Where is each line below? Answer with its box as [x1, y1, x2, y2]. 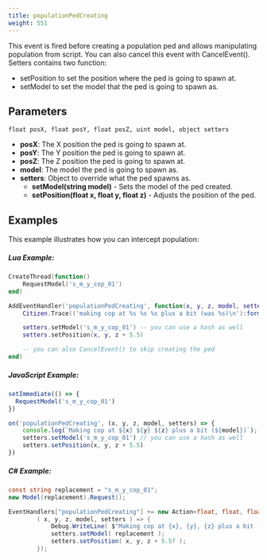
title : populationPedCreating [8, 11, 109, 20]
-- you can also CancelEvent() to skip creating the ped [22, 345, 215, 354]
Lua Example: [8, 252, 55, 262]
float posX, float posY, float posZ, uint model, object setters [8, 126, 229, 134]
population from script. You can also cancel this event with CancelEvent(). [8, 49, 250, 59]
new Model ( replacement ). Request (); [8, 493, 126, 501]
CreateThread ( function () [8, 273, 91, 281]
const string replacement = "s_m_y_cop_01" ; [8, 486, 158, 494]
